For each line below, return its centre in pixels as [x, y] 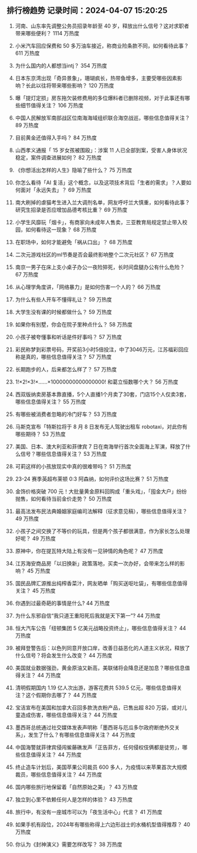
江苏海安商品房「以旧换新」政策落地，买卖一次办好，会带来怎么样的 [97, 563]
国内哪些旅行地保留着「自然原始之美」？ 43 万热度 [77, 787]
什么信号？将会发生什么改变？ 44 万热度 [64, 655]
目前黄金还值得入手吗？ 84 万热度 [56, 138]
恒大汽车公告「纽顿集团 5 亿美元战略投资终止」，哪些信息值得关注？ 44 [101, 628]
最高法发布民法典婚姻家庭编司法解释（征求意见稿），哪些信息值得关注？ [101, 511]
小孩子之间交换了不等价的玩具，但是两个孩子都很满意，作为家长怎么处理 [102, 531]
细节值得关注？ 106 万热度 [52, 105]
